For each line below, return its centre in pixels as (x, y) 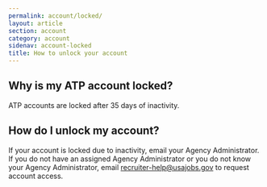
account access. (36, 176)
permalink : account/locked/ (56, 16)
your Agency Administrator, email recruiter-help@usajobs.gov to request (129, 167)
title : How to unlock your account (68, 53)
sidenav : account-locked (50, 46)
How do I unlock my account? (84, 131)
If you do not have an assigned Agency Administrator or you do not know (130, 159)
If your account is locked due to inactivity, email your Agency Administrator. (134, 150)
